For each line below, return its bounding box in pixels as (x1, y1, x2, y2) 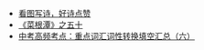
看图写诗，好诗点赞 (17, 8, 91, 18)
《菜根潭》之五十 (17, 19, 83, 30)
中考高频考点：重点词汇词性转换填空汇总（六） (17, 31, 195, 41)
